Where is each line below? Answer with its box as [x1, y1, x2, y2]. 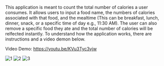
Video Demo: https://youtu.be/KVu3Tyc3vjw [5, 46, 97, 51]
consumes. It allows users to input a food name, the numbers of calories [5, 9, 155, 15]
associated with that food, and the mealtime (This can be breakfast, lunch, [5, 15, 159, 20]
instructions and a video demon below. [5, 36, 86, 42]
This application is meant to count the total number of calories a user [5, 4, 148, 10]
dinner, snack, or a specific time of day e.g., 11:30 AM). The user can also [5, 20, 157, 26]
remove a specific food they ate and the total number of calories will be [5, 25, 153, 31]
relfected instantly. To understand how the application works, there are [5, 31, 152, 36]
